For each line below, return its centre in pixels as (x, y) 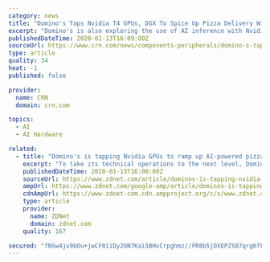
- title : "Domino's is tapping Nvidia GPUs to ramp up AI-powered (129, 156)
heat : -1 (23, 68)
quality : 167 (45, 231)
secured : (23, 246)
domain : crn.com (43, 105)
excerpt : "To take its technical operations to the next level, (133, 164)
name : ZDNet (49, 216)
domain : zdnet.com (60, 223)
